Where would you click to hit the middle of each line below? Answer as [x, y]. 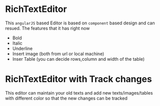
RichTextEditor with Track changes [79, 79]
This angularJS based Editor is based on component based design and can [80, 23]
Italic [17, 43]
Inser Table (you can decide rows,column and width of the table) [79, 59]
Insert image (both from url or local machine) [58, 54]
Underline [22, 48]
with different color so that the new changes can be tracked [66, 98]
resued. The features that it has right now [47, 28]
